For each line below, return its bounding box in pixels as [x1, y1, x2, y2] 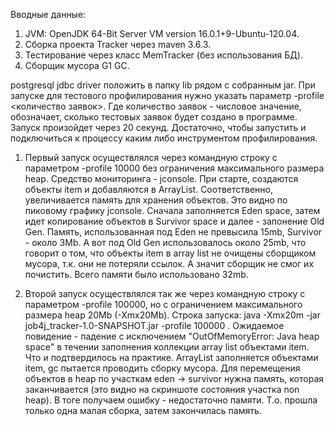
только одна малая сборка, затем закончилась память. [24, 405, 262, 416]
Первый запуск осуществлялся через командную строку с [24, 152, 278, 163]
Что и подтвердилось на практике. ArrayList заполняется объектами [24, 352, 319, 363]
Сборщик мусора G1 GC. [24, 60, 130, 71]
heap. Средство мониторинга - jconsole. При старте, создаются [24, 173, 299, 184]
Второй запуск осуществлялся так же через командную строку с [24, 288, 306, 299]
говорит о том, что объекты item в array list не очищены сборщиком [24, 247, 317, 259]
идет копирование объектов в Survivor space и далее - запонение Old [24, 215, 325, 227]
